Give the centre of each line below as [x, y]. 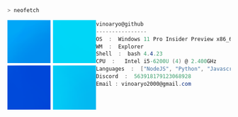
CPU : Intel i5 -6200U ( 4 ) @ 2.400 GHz [157, 62]
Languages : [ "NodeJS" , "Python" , [150, 69]
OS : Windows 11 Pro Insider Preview [155, 39]
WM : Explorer [120, 46]
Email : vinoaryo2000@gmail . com [143, 84]
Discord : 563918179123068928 [143, 77]
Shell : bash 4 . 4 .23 [129, 54]
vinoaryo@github [120, 24]
